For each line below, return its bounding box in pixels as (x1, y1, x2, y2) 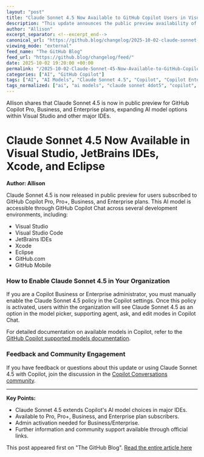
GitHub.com (15, 255, 46, 262)
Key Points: (6, 394, 36, 402)
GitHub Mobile (15, 261, 52, 269)
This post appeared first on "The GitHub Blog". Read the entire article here (6, 444, 192, 451)
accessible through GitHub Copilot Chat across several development (6, 204, 178, 211)
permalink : (6, 65, 34, 72)
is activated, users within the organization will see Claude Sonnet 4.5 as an (6, 303, 193, 311)
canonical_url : (6, 37, 45, 43)
